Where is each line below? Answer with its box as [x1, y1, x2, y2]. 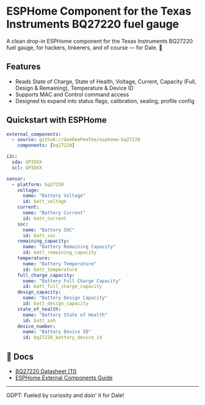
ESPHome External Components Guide [15, 374, 113, 381]
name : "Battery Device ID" [22, 329, 92, 335]
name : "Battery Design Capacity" [22, 295, 108, 301]
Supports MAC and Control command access [15, 90, 129, 98]
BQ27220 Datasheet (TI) [15, 368, 77, 375]
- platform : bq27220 [12, 181, 64, 187]
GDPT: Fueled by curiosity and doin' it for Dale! [6, 392, 124, 399]
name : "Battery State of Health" [22, 312, 108, 318]
